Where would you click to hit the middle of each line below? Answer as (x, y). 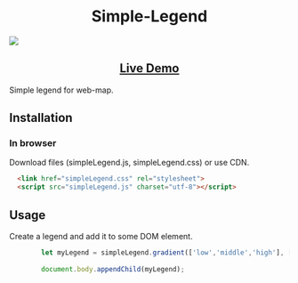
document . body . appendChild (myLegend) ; (113, 269)
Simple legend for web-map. (61, 90)
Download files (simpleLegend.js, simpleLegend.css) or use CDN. (129, 163)
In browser (33, 143)
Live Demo (149, 69)
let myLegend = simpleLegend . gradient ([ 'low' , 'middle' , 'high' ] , (163, 253)
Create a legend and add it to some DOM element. (101, 236)
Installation (41, 118)
